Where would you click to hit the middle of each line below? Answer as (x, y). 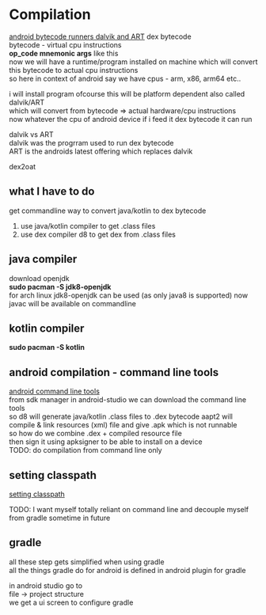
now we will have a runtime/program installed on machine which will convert (133, 62)
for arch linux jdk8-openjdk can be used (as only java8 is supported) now (129, 295)
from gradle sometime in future (60, 518)
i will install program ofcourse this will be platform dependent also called (127, 93)
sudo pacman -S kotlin (47, 347)
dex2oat (23, 166)
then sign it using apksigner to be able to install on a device (106, 442)
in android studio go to (46, 585)
